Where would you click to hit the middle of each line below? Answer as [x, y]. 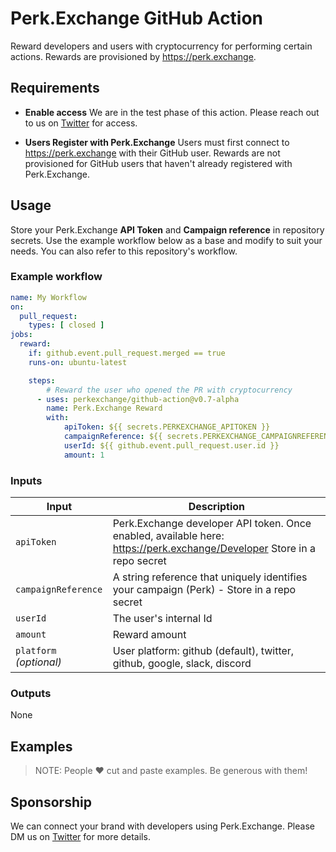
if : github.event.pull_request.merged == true [127, 353]
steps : [42, 380]
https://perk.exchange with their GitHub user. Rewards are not [152, 153]
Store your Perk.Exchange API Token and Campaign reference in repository [167, 229]
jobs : [21, 335]
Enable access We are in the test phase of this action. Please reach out [172, 112]
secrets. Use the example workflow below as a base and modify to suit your [166, 240]
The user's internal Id [162, 619]
